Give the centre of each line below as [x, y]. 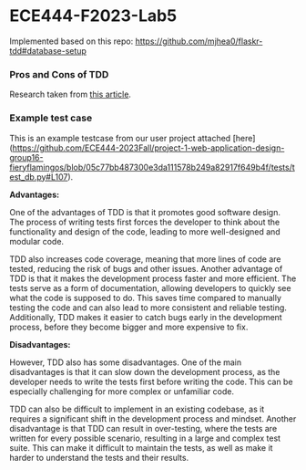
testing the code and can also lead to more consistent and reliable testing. [148, 308]
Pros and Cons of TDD [59, 74]
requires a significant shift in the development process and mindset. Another [153, 418]
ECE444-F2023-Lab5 [93, 16]
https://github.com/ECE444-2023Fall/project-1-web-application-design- [148, 148]
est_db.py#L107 [39, 177]
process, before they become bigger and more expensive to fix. [129, 327]
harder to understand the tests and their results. [99, 457]
